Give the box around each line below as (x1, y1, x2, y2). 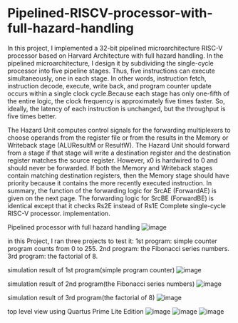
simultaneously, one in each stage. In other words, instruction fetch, (7, 73, 207, 83)
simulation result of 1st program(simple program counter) (7, 265, 175, 274)
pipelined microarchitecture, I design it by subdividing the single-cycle (7, 58, 214, 67)
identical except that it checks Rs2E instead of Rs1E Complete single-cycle (7, 201, 227, 210)
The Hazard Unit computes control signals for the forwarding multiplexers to (7, 125, 231, 134)
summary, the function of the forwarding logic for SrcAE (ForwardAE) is (7, 186, 217, 195)
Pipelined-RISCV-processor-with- (7, 5, 213, 21)
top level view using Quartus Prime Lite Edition (7, 307, 144, 315)
